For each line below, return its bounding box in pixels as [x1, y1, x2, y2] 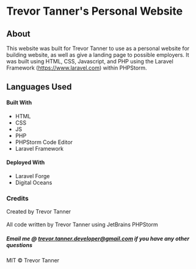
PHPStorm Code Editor [15, 138, 73, 146]
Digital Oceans [15, 179, 53, 186]
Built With [6, 99, 32, 106]
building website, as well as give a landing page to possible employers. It [6, 51, 189, 59]
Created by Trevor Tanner [6, 208, 71, 215]
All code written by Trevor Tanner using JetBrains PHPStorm [6, 221, 159, 228]
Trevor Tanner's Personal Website [6, 4, 183, 18]
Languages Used [6, 82, 72, 92]
